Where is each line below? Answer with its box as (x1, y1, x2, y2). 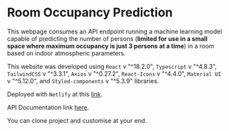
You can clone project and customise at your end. (7, 116, 147, 124)
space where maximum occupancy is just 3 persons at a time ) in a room (7, 42, 215, 50)
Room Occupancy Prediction (7, 5, 173, 20)
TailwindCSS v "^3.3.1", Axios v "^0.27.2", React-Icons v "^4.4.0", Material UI (7, 70, 221, 78)
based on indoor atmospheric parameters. (7, 49, 126, 57)
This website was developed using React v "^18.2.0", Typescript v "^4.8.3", (7, 62, 217, 70)
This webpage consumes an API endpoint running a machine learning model (7, 27, 222, 35)
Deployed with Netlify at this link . (7, 90, 103, 98)
